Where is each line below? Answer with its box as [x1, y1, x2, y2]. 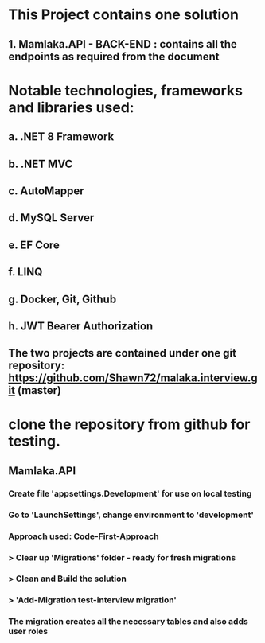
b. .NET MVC [8, 157, 73, 170]
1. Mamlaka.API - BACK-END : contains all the [8, 37, 237, 51]
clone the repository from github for [8, 415, 251, 434]
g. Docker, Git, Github [8, 292, 117, 306]
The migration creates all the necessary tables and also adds [8, 616, 248, 627]
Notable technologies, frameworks [8, 81, 244, 99]
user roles [8, 626, 49, 637]
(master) [17, 384, 62, 397]
